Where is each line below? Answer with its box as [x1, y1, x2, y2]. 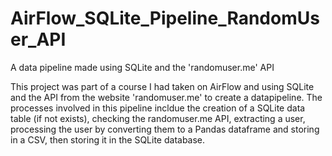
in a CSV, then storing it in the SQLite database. [10, 133, 206, 146]
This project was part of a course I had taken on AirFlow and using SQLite [10, 80, 315, 92]
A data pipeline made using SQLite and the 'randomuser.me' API [10, 61, 275, 73]
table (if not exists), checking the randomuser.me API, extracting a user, [10, 112, 306, 124]
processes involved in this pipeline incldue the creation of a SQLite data [10, 102, 306, 114]
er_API [10, 28, 67, 51]
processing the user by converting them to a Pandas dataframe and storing [10, 123, 320, 135]
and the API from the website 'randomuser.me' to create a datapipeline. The [10, 91, 323, 103]
